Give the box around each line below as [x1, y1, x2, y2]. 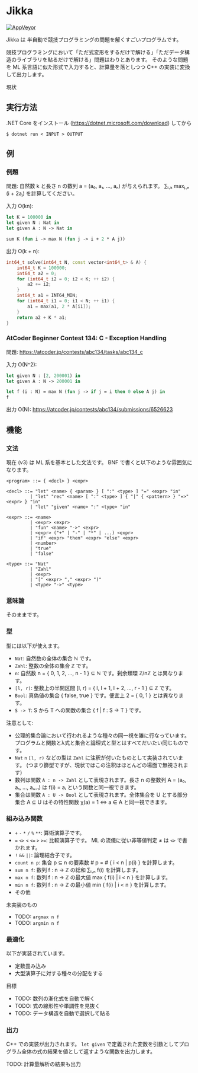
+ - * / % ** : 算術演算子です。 [14, 829, 85, 836]
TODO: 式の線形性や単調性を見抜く [14, 1002, 100, 1010]
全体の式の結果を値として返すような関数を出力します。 [21, 1048, 155, 1055]
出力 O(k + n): [6, 247, 40, 254]
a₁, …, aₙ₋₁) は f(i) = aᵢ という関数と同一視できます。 [14, 784, 140, 791]
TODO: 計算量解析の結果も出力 [6, 1061, 82, 1068]
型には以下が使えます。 [6, 642, 63, 649]
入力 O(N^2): [6, 360, 37, 368]
